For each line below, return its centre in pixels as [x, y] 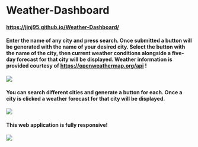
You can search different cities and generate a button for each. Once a [94, 92]
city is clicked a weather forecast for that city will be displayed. [86, 98]
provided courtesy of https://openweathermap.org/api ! [76, 66]
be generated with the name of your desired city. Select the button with [96, 47]
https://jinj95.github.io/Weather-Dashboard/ [63, 27]
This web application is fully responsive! [57, 124]
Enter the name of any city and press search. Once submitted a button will [99, 41]
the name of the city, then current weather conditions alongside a [88, 53]
